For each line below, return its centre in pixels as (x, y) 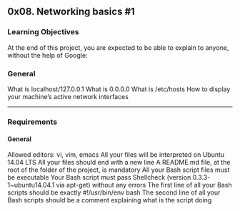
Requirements (32, 122)
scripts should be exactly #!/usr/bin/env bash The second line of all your (114, 192)
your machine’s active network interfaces (68, 96)
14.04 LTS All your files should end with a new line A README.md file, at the (119, 163)
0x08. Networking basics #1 (71, 12)
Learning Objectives (44, 32)
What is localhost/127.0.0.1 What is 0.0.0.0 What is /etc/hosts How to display (119, 89)
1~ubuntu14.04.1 (31, 185)
